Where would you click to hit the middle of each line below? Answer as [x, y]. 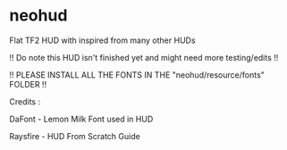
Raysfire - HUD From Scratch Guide [75, 136]
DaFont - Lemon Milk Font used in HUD [81, 119]
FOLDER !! [28, 84]
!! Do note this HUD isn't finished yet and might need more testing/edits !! [144, 57]
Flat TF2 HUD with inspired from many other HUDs [102, 40]
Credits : [25, 101]
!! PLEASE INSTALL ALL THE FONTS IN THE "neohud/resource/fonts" [137, 75]
